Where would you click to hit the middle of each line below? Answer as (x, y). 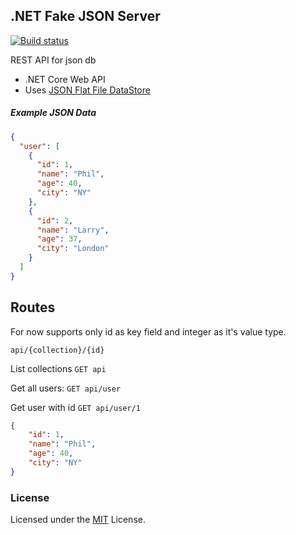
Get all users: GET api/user (66, 388)
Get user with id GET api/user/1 (75, 407)
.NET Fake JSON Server (85, 16)
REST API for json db (53, 60)
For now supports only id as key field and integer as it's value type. (148, 331)
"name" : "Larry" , (73, 230)
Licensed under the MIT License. (78, 520)
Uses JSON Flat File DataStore (87, 90)
